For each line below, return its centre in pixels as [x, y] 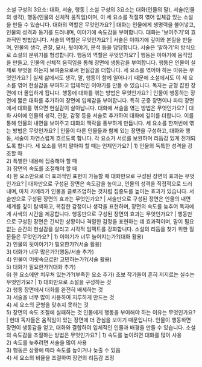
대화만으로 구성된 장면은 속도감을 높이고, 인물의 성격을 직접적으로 [105, 183]
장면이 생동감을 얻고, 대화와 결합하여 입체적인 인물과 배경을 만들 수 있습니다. [96, 327]
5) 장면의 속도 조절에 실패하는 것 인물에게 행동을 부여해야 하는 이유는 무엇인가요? [101, 312]
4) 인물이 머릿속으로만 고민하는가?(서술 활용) [59, 259]
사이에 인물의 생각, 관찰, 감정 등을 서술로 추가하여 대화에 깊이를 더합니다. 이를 [103, 115]
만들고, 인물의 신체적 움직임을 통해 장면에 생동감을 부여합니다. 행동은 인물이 [101, 62]
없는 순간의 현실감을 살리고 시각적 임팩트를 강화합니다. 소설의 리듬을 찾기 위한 [97, 229]
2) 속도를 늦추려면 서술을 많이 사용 [47, 342]
